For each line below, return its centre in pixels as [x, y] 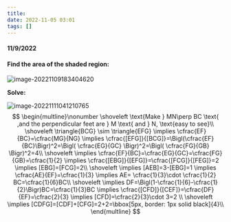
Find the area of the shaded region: [58, 64]
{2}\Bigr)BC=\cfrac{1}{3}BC [56, 190]
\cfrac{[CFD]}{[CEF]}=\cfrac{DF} [167, 190]
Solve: [16, 93]
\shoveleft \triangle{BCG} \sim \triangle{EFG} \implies [100, 131]
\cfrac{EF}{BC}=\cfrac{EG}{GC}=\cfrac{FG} [160, 153]
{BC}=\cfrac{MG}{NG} [48, 139]
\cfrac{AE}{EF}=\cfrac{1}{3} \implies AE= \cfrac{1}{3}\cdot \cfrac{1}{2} [115, 175]
